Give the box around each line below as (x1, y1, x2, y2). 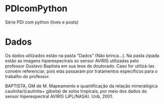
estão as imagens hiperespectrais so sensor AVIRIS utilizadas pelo (5, 57, 139, 64)
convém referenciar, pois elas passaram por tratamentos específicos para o (5, 68, 158, 74)
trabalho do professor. (5, 73, 50, 79)
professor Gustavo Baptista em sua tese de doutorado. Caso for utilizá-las (5, 63, 155, 69)
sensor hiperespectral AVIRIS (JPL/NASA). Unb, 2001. (5, 93, 114, 99)
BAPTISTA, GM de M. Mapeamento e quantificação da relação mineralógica (5, 83, 158, 89)
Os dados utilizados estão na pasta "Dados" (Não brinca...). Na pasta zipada (5, 52, 160, 58)
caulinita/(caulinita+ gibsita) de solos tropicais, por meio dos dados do (5, 88, 147, 94)
